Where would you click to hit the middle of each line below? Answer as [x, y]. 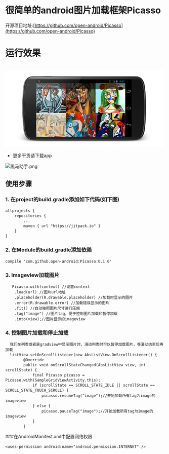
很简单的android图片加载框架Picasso [83, 10]
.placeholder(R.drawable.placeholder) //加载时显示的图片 [74, 298]
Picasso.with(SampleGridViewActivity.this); [53, 381]
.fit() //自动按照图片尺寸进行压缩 [47, 309]
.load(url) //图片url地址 [40, 292]
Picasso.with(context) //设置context [51, 287]
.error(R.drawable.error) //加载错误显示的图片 [62, 303]
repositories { [30, 216]
